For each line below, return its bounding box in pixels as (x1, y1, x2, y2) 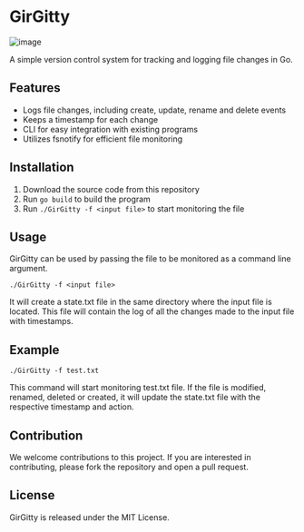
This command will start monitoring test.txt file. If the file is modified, (9, 382, 267, 393)
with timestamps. (9, 316, 74, 327)
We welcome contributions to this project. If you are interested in (9, 452, 251, 462)
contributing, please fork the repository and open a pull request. (9, 461, 250, 472)
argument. (9, 263, 48, 274)
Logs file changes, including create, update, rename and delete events (22, 104, 287, 115)
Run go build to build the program (22, 193, 152, 204)
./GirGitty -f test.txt (9, 366, 100, 376)
